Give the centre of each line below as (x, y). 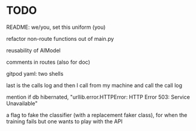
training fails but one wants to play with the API (65, 121)
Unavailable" (22, 103)
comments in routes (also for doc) (48, 62)
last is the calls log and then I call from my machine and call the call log (94, 85)
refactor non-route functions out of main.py (60, 38)
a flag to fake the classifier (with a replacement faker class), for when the (97, 115)
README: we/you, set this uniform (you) (56, 27)
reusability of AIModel (34, 50)
